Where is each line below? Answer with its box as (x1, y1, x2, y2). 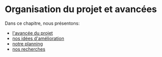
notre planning (12, 40, 43, 46)
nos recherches (12, 46, 45, 52)
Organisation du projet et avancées (5, 4, 157, 15)
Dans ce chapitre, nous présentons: (5, 20, 80, 26)
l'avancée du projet (12, 30, 53, 36)
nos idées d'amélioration (12, 35, 64, 41)
